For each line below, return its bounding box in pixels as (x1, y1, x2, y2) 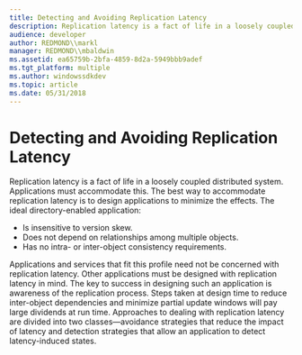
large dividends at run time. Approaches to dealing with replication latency (9, 307, 285, 318)
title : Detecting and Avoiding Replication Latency (9, 13, 207, 23)
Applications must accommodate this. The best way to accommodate (9, 186, 266, 196)
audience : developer (9, 30, 87, 39)
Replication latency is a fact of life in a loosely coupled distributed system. (9, 177, 284, 187)
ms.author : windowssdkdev (9, 72, 106, 81)
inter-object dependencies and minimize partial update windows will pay (9, 297, 278, 308)
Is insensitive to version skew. (22, 223, 133, 233)
